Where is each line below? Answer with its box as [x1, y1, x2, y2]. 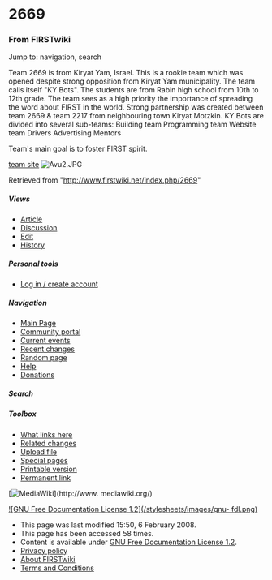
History [19, 240, 45, 250]
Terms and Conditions [19, 563, 95, 573]
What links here [19, 429, 73, 439]
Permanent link [19, 472, 71, 483]
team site [8, 160, 40, 170]
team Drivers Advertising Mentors [8, 128, 122, 138]
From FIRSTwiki [8, 34, 71, 45]
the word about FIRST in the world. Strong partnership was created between [8, 102, 264, 112]
